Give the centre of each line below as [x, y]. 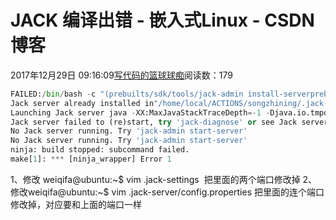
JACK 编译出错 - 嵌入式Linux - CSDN [162, 20]
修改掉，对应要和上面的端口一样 [76, 204]
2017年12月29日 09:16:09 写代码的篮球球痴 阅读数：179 [122, 75]
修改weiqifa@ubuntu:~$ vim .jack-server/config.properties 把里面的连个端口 [167, 192]
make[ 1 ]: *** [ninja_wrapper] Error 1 [91, 159]
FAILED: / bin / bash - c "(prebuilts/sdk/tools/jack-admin [127, 94]
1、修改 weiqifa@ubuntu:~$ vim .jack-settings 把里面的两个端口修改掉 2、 [164, 179]
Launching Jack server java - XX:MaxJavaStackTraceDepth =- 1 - [140, 112]
